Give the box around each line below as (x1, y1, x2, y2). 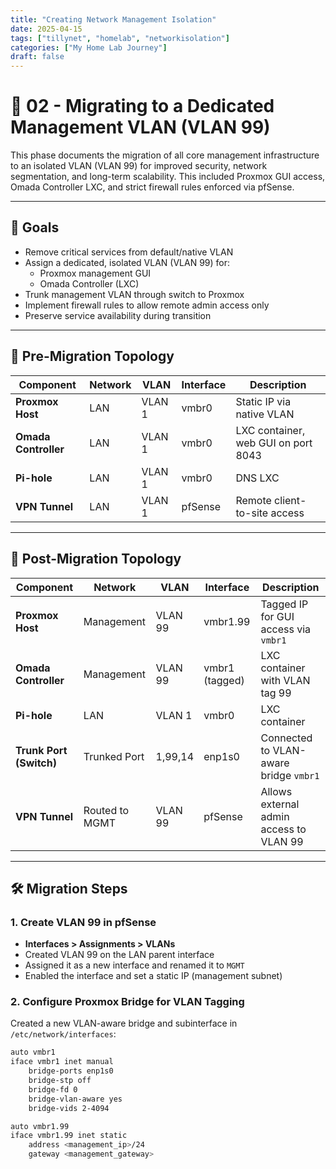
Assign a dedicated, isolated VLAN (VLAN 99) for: (24, 256, 231, 268)
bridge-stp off (28, 1076, 92, 1086)
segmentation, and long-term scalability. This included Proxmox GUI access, (10, 171, 326, 183)
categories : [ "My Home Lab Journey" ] (10, 42, 168, 53)
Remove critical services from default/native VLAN (24, 246, 234, 258)
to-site (235, 506, 269, 520)
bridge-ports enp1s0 (28, 1066, 114, 1076)
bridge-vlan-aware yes (28, 1094, 123, 1104)
